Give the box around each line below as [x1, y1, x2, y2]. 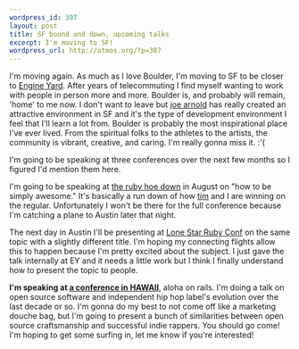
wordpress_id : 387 [9, 12, 78, 22]
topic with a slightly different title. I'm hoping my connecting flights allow [9, 237, 276, 247]
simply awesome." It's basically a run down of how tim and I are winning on [9, 191, 286, 202]
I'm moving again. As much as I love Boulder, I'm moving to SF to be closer [9, 71, 284, 81]
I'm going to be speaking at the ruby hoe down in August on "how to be [9, 181, 272, 192]
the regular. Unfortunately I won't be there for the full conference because [9, 200, 282, 211]
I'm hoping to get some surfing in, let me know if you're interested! [9, 329, 254, 340]
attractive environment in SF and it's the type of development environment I [9, 109, 287, 120]
